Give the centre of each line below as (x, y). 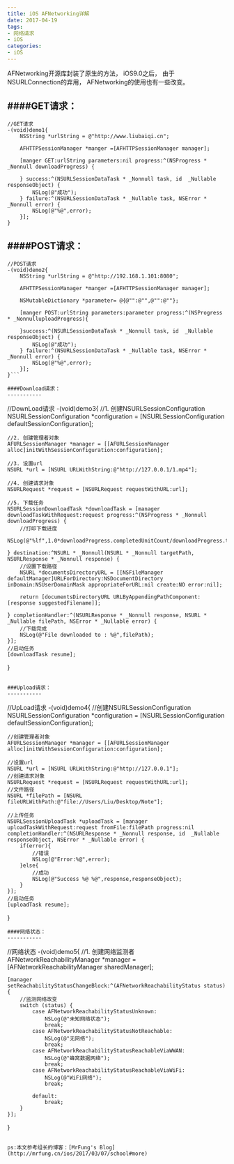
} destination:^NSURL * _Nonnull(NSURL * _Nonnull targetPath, (101, 553)
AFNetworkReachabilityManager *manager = (72, 959)
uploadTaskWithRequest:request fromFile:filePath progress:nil (101, 827)
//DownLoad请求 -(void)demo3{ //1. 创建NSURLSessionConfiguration (106, 408)
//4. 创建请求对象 (31, 483)
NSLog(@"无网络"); (70, 1038)
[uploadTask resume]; (39, 905)
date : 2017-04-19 (32, 20)
